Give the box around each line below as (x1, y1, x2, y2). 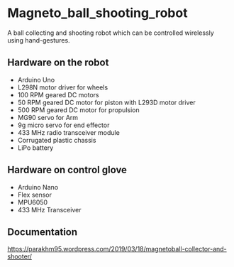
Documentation (7, 226, 78, 238)
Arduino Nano (17, 182, 59, 191)
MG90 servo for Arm (17, 113, 79, 121)
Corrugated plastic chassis (17, 136, 96, 144)
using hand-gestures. (7, 36, 70, 44)
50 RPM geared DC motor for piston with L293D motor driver (17, 98, 196, 107)
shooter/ (7, 252, 32, 261)
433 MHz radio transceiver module (17, 128, 121, 136)
